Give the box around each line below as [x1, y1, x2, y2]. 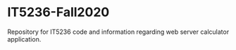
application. [7, 35, 42, 43]
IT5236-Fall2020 [7, 4, 110, 20]
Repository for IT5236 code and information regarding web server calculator [7, 27, 230, 36]
